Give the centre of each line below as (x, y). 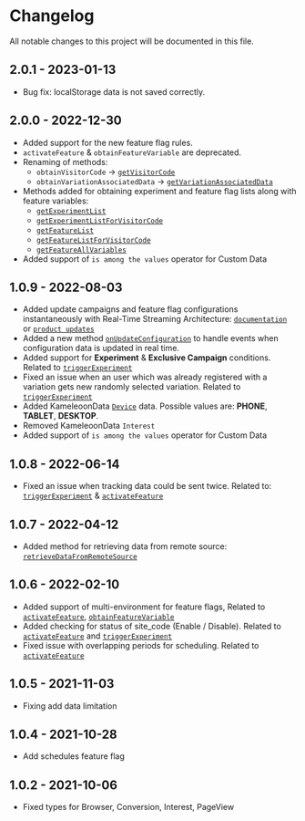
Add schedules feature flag (74, 756)
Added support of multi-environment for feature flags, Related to (144, 607)
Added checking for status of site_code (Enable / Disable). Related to (152, 626)
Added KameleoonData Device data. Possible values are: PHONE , (145, 406)
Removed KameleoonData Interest (89, 426)
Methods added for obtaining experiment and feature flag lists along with (159, 191)
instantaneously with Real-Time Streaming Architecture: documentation (155, 319)
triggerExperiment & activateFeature (93, 496)
